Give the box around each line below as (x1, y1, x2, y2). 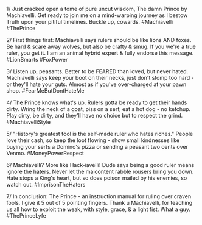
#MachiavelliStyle (6, 118, 50, 126)
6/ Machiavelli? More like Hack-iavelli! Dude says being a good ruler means (6, 162, 195, 168)
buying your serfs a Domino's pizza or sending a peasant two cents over (6, 143, 189, 150)
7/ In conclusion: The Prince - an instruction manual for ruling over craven (6, 193, 192, 200)
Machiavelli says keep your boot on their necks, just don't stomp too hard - (6, 74, 195, 81)
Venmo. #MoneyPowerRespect (6, 149, 84, 157)
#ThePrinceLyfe (6, 212, 47, 219)
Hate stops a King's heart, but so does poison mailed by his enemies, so (6, 174, 187, 182)
